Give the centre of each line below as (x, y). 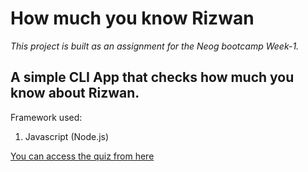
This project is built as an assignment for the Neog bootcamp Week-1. (155, 46)
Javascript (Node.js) (67, 136)
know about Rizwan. (75, 93)
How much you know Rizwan (132, 18)
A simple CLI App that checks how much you (152, 77)
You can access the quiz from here (82, 156)
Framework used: (46, 117)
